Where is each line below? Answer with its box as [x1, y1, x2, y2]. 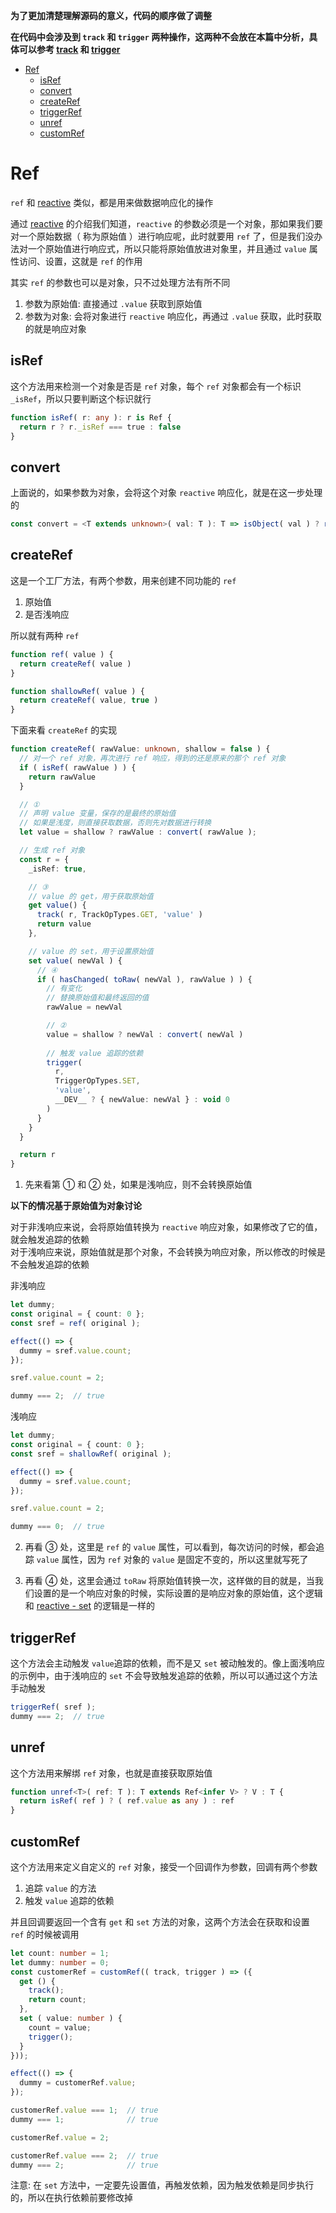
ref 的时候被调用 [10, 1928, 80, 1940]
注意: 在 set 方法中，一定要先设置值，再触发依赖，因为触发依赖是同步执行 [10, 2179, 315, 2191]
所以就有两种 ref [10, 629, 80, 641]
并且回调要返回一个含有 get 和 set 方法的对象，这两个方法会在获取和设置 [10, 1915, 310, 1928]
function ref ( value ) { [10, 649, 114, 659]
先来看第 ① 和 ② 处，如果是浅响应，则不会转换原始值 [24, 1179, 253, 1191]
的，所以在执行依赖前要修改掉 [10, 2192, 133, 2204]
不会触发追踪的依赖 [10, 1259, 90, 1271]
